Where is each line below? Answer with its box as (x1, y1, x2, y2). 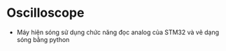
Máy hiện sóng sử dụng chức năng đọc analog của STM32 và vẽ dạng (16, 28, 220, 36)
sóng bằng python (16, 35, 70, 43)
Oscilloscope (6, 5, 85, 21)
